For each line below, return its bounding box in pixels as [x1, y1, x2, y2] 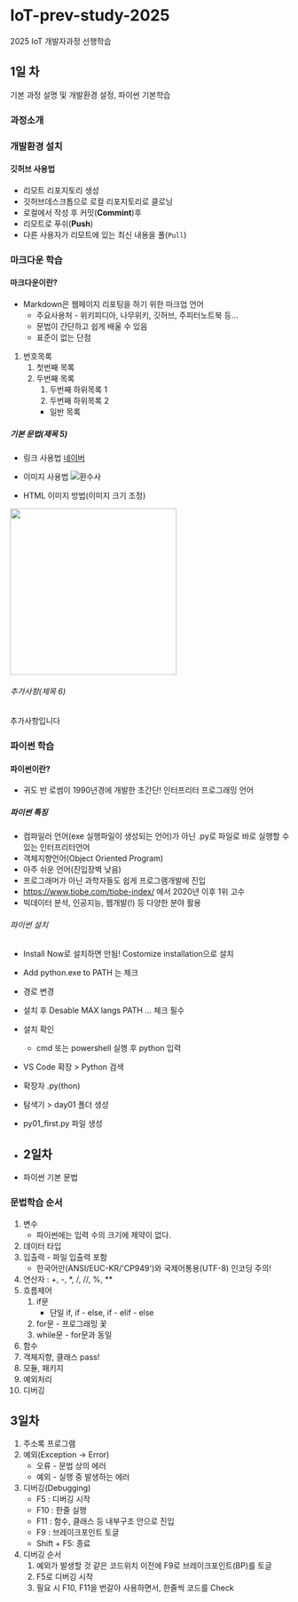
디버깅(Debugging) [22, 1483, 91, 1494]
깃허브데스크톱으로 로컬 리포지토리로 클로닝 [22, 196, 174, 207]
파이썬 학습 [10, 740, 55, 753]
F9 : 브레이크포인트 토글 [35, 1527, 120, 1538]
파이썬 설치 [10, 919, 49, 930]
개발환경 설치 [10, 139, 63, 152]
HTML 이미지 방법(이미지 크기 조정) [22, 490, 146, 501]
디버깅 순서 [22, 1550, 62, 1560]
